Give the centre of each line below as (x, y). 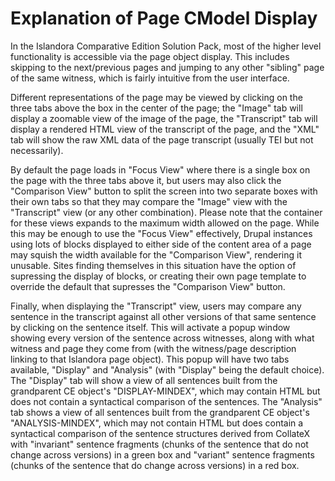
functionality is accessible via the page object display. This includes (150, 56)
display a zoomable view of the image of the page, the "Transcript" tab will (164, 118)
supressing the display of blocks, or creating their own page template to (158, 276)
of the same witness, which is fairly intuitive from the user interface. (150, 78)
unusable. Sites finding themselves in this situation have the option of (153, 265)
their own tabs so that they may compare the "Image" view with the (149, 201)
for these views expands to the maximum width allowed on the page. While (165, 223)
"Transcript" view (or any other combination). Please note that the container (166, 212)
